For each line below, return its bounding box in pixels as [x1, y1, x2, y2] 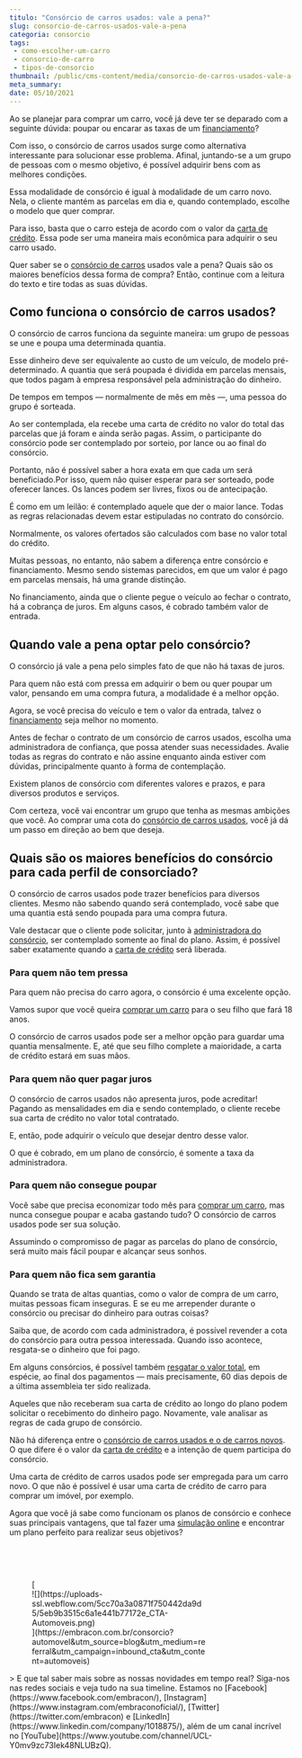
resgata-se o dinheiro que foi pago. [9, 1344, 141, 1355]
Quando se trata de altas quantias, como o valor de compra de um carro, [9, 1289, 279, 1299]
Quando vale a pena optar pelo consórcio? [9, 637, 252, 652]
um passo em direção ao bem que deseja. [9, 825, 164, 835]
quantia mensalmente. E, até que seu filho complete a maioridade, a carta [9, 1040, 282, 1052]
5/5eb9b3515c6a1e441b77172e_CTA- [31, 1608, 169, 1619]
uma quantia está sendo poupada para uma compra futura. [9, 907, 227, 918]
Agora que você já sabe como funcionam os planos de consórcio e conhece [9, 1508, 292, 1519]
